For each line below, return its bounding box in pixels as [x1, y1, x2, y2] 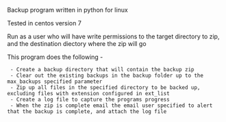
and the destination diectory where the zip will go [7, 40, 147, 47]
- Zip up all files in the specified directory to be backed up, [10, 84, 201, 91]
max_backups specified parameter [7, 78, 103, 85]
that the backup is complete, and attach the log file [7, 108, 167, 115]
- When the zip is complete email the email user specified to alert [10, 102, 213, 109]
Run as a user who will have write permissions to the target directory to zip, [7, 32, 220, 40]
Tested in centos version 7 [7, 19, 82, 27]
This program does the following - [7, 53, 103, 61]
